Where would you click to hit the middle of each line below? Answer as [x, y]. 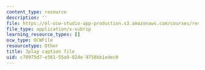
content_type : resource [37, 12]
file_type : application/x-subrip [49, 29]
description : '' [27, 18]
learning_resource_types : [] [43, 35]
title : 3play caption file [41, 52]
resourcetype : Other [33, 46]
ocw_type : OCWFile [30, 40]
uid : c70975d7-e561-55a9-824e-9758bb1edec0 [63, 57]
